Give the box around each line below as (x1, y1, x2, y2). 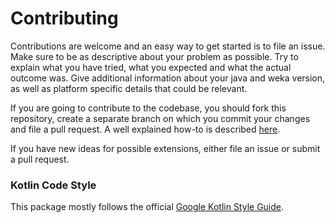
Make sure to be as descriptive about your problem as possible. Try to (10, 50, 299, 62)
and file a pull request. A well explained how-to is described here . (10, 123, 281, 135)
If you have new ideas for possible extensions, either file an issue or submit (10, 142, 321, 154)
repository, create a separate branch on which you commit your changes (10, 112, 311, 124)
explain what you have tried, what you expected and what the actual (10, 61, 292, 73)
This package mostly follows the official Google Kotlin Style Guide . (10, 201, 285, 213)
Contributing (10, 7, 119, 30)
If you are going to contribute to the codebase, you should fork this (10, 102, 287, 114)
